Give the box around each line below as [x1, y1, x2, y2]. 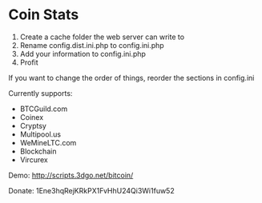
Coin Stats [8, 6, 79, 24]
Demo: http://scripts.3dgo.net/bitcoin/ [8, 170, 134, 180]
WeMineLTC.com [19, 137, 77, 147]
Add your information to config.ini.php [19, 49, 147, 58]
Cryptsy [19, 121, 46, 130]
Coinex [19, 112, 44, 121]
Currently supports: [8, 88, 73, 98]
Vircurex [19, 154, 48, 165]
